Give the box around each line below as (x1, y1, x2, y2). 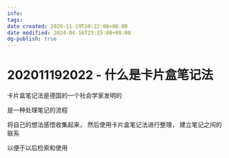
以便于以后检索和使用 (7, 144, 68, 152)
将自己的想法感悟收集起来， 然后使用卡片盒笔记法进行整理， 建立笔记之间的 (7, 121, 222, 129)
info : (7, 10, 23, 17)
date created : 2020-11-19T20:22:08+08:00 (7, 23, 128, 30)
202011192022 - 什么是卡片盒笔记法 (7, 67, 214, 83)
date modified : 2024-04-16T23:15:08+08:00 (7, 29, 131, 36)
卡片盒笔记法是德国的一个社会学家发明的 (7, 91, 122, 100)
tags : (7, 16, 23, 23)
